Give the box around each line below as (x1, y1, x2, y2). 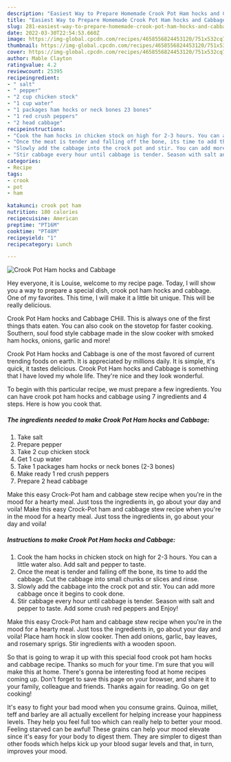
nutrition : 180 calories (7, 208, 78, 216)
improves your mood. (7, 747, 67, 756)
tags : (7, 170, 23, 177)
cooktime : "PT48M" (7, 228, 60, 235)
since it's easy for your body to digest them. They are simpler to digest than (7, 732, 222, 741)
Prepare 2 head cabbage (16, 477, 88, 485)
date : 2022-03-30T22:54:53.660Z (7, 29, 100, 37)
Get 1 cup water (16, 455, 62, 463)
